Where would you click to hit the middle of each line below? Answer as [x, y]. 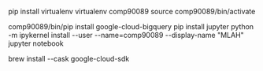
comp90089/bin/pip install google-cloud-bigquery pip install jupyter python [131, 26]
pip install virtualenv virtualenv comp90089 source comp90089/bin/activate [132, 11]
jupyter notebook [36, 43]
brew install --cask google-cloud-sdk [69, 59]
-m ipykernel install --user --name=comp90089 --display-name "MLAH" [126, 35]
